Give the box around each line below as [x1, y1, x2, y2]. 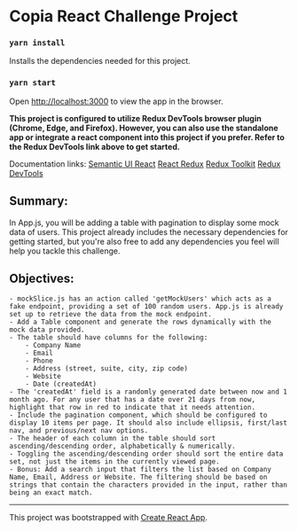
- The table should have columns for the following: [9, 333, 208, 342]
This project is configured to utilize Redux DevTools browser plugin [9, 113, 262, 123]
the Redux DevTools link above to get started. [9, 141, 180, 152]
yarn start [9, 78, 56, 88]
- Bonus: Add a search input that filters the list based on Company [9, 465, 272, 474]
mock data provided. [9, 325, 86, 334]
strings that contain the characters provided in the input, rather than [9, 480, 288, 489]
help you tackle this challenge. [9, 246, 121, 256]
